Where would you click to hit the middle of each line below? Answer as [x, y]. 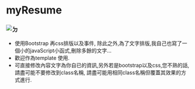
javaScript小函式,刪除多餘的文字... [71, 51]
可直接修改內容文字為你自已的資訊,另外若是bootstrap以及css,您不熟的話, [102, 66]
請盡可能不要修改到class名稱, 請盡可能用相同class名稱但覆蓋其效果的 [98, 73]
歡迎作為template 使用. [42, 58]
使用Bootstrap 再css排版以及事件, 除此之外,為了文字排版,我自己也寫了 [98, 43]
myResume [34, 10]
